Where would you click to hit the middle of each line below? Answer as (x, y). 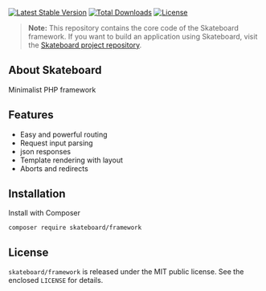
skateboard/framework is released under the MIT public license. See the (126, 272)
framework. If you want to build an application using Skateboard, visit (143, 37)
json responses (45, 151)
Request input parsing (57, 143)
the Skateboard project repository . (85, 45)
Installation (37, 194)
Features (31, 115)
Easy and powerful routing (63, 134)
